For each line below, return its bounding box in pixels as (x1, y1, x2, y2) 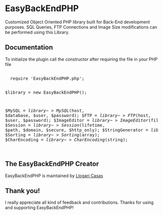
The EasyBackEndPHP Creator (5, 160, 99, 168)
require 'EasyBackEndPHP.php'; (10, 76, 85, 81)
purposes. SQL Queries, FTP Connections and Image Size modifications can (5, 24, 158, 30)
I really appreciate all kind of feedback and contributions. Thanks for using (5, 199, 154, 205)
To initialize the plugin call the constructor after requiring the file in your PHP (5, 56, 158, 62)
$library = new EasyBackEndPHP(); (5, 89, 87, 95)
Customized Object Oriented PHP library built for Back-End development (5, 19, 150, 25)
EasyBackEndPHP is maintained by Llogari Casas (5, 173, 103, 179)
